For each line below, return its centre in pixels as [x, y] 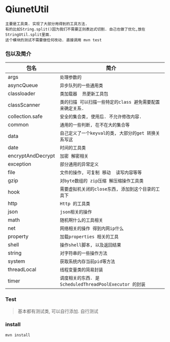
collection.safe [25, 116]
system [16, 261]
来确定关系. [72, 108]
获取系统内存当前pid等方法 [88, 262]
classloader [22, 94]
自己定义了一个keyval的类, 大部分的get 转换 [108, 133]
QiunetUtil [27, 9]
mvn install [18, 335]
